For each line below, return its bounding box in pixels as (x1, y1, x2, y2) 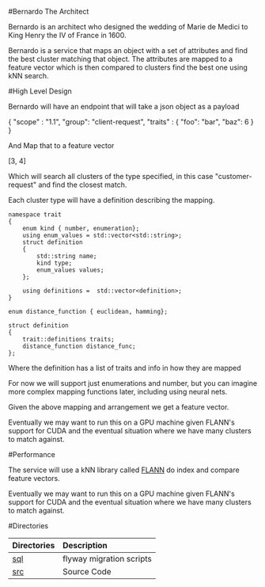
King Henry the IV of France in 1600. (8, 31, 127, 40)
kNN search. (8, 71, 49, 80)
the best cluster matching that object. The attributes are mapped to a (8, 55, 233, 63)
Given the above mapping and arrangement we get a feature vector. (8, 402, 229, 411)
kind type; (36, 259, 73, 267)
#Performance (8, 450, 55, 459)
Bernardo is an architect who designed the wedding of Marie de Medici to (8, 22, 248, 31)
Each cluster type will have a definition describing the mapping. (8, 196, 215, 204)
